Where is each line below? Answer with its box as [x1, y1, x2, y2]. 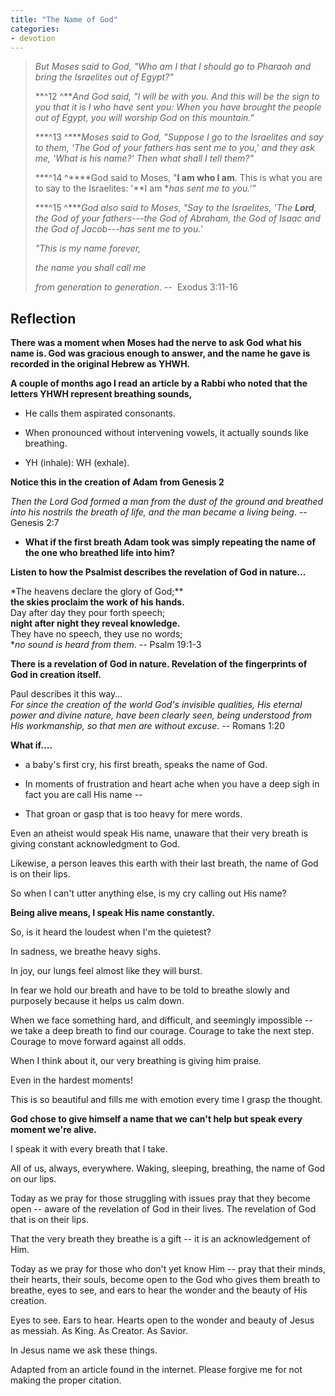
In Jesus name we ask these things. [10, 1344, 158, 1356]
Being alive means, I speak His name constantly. [10, 907, 216, 919]
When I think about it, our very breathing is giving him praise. [10, 1055, 262, 1067]
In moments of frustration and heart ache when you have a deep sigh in [24, 778, 320, 790]
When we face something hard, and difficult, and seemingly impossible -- [10, 1014, 313, 1026]
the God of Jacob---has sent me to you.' [34, 223, 203, 235]
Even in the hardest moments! [10, 1074, 133, 1086]
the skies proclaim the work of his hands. [10, 596, 185, 608]
